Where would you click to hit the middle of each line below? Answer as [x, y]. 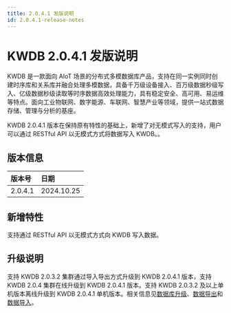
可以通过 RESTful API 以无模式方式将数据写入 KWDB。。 [85, 134]
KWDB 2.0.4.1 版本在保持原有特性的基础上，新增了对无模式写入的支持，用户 [114, 125]
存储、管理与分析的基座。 [43, 111]
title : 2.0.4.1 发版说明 [41, 13]
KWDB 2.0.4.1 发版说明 [73, 56]
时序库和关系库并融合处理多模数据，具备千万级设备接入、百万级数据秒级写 [118, 85]
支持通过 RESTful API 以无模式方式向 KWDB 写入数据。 [85, 235]
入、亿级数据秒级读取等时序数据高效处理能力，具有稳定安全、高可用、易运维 [115, 94]
